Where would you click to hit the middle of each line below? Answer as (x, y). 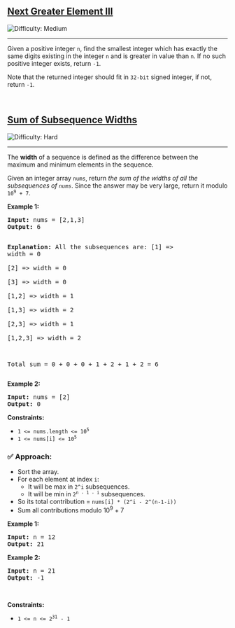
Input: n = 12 (31, 537)
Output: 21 (26, 544)
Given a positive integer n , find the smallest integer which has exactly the (113, 48)
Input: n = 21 (31, 571)
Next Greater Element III (60, 12)
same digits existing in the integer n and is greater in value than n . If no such (116, 56)
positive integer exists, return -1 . (54, 63)
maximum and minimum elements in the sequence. (80, 165)
